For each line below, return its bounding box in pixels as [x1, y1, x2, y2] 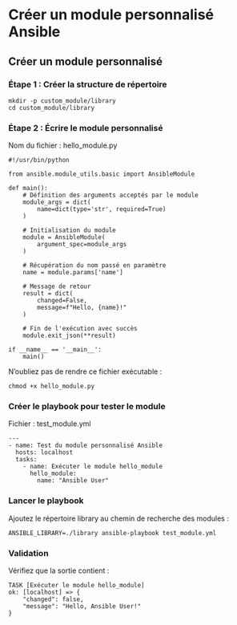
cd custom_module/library [8, 103, 94, 112]
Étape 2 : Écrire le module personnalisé [8, 122, 163, 133]
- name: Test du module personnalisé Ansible [8, 441, 163, 450]
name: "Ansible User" [37, 477, 110, 485]
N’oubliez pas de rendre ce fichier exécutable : [8, 367, 163, 376]
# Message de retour [22, 282, 91, 290]
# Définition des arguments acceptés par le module [22, 191, 199, 200]
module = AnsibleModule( [22, 233, 106, 241]
